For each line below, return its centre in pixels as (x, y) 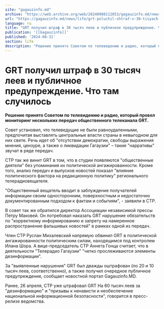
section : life (20, 42)
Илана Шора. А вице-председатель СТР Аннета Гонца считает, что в (77, 246)
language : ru (18, 23)
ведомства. (33, 301)
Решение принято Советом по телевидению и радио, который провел (80, 115)
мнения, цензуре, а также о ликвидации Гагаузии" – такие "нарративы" (80, 145)
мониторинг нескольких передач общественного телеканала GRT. (77, 120)
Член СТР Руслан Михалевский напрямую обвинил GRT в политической (81, 235)
